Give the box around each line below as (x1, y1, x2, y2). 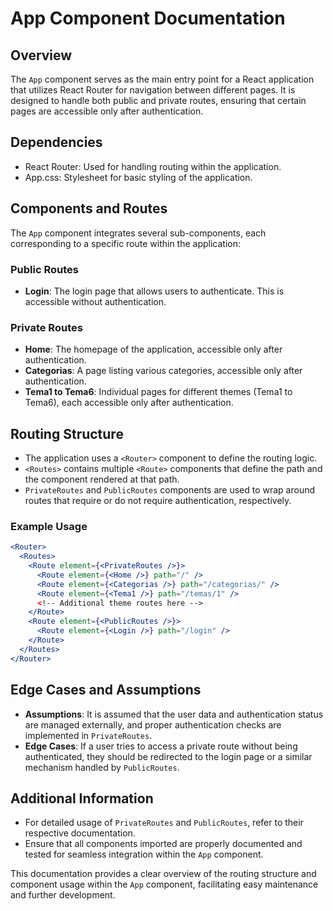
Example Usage (10, 519, 88, 533)
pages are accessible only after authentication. (10, 105, 204, 117)
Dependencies (10, 134, 103, 151)
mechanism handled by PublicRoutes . (24, 761, 180, 773)
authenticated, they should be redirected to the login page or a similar (24, 750, 313, 762)
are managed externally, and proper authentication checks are (24, 718, 282, 731)
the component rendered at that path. (24, 473, 180, 486)
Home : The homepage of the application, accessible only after (24, 343, 283, 356)
